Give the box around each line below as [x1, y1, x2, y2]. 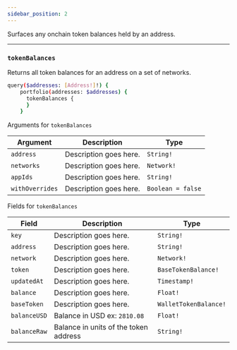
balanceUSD [11, 312, 47, 320]
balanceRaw [11, 327, 47, 336]
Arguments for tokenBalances [7, 121, 92, 129]
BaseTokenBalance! [157, 266, 219, 274]
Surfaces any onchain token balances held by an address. [7, 30, 176, 38]
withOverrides [11, 185, 59, 193]
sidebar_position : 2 [7, 10, 68, 18]
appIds [11, 174, 33, 181]
